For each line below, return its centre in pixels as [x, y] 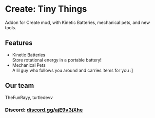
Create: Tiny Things [46, 9]
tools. [11, 27]
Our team [19, 86]
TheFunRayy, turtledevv [29, 97]
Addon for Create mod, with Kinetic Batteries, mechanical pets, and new [77, 22]
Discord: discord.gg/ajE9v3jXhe [44, 110]
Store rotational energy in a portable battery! [57, 60]
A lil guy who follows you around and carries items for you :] [72, 70]
